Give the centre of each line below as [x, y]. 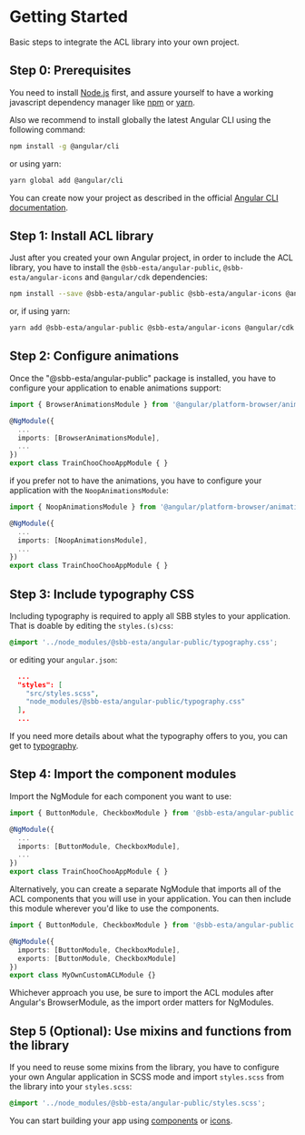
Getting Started [69, 17]
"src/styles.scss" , [63, 694]
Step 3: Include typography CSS [102, 594]
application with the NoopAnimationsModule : [89, 490]
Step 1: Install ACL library [82, 235]
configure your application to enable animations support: [116, 388]
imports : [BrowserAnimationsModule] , [89, 438]
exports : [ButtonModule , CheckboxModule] [97, 958]
